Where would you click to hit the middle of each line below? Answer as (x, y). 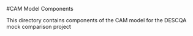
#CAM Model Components (40, 9)
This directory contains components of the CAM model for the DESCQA (96, 20)
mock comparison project (39, 27)
